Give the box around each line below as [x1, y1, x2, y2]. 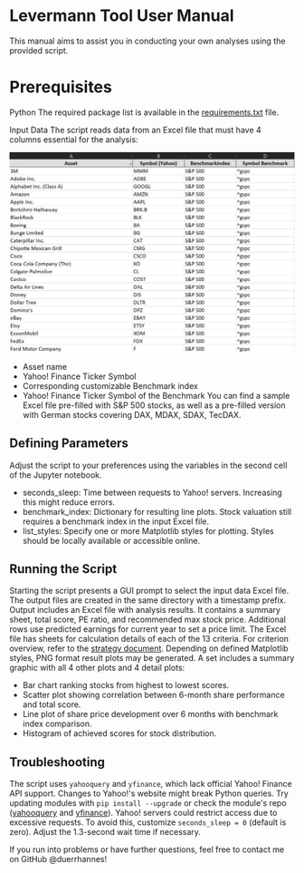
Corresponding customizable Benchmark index [22, 380, 199, 391]
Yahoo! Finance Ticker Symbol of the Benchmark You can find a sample [22, 390, 290, 401]
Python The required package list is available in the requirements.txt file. [9, 106, 280, 118]
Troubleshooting [9, 754, 106, 770]
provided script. [9, 44, 69, 55]
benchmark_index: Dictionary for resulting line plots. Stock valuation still [22, 506, 292, 517]
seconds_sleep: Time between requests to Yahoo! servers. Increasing [22, 487, 282, 498]
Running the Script [9, 561, 118, 577]
